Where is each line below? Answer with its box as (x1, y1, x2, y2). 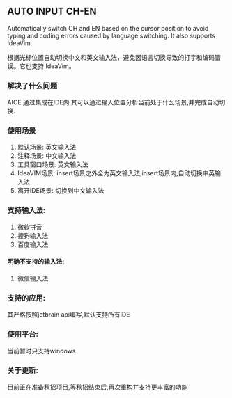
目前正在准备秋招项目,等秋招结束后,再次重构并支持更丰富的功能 (7, 383, 188, 391)
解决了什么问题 (7, 81, 58, 90)
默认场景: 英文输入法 (17, 143, 77, 152)
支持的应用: (7, 293, 46, 303)
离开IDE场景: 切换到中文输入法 (17, 186, 105, 195)
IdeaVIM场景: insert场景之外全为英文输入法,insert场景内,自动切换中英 (17, 169, 215, 177)
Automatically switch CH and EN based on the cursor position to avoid (7, 24, 209, 32)
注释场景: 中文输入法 (17, 152, 77, 160)
